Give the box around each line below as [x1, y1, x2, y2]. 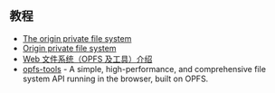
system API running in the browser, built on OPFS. [22, 73, 209, 84]
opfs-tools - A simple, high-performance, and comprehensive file [22, 63, 267, 74]
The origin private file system [22, 33, 132, 43]
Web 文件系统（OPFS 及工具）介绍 [22, 53, 153, 64]
